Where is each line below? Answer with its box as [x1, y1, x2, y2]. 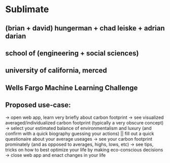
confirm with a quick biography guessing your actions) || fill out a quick [5, 131, 154, 137]
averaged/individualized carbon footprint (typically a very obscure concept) [5, 119, 164, 125]
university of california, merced [5, 66, 108, 75]
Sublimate [5, 4, 49, 15]
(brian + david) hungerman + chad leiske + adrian [5, 24, 165, 32]
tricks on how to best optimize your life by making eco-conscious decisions [5, 146, 163, 153]
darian [5, 31, 26, 40]
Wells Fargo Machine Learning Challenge [5, 83, 138, 92]
